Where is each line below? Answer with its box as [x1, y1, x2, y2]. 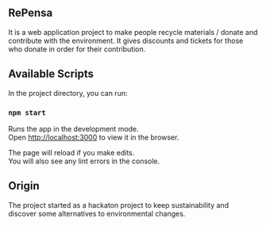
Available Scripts [8, 67, 94, 81]
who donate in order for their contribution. [8, 44, 146, 54]
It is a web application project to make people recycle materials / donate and [8, 27, 258, 36]
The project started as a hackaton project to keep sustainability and [8, 200, 229, 209]
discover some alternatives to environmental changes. [8, 209, 186, 218]
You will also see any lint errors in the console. [8, 156, 160, 166]
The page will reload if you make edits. [8, 147, 135, 157]
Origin [8, 179, 40, 193]
